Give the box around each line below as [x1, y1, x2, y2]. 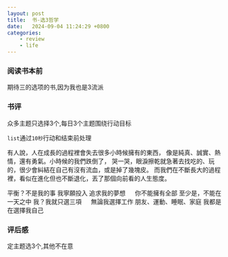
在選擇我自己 [7, 206, 44, 214]
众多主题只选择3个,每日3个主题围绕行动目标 [7, 119, 132, 127]
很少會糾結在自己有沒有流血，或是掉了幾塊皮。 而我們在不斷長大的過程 [19, 165, 221, 174]
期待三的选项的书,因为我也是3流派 [7, 83, 104, 92]
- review [19, 36, 45, 43]
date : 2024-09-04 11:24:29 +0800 [7, 23, 110, 30]
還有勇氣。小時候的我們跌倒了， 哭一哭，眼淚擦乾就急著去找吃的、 [19, 156, 209, 165]
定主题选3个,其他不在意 [7, 242, 74, 250]
